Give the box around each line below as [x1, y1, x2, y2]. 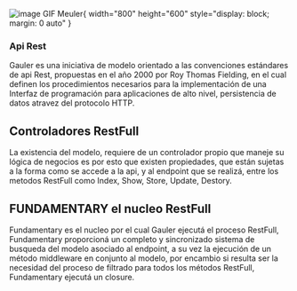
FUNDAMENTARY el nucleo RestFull [9, 201, 212, 216]
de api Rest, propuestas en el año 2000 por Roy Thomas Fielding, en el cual [9, 69, 287, 80]
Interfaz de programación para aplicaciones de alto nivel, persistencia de [9, 89, 277, 99]
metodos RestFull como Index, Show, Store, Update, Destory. [9, 176, 233, 186]
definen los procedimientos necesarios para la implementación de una [9, 79, 267, 90]
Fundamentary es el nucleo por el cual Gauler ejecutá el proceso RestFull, [9, 224, 279, 235]
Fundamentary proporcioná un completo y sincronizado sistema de [9, 233, 255, 244]
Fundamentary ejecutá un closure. [9, 271, 135, 282]
